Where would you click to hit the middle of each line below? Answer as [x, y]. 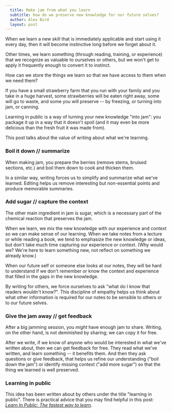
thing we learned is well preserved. [42, 370]
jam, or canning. [22, 107]
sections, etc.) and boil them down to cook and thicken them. [70, 168]
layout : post [24, 24]
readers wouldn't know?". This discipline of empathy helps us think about [83, 292]
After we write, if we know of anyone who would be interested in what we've [86, 343]
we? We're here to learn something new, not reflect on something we [78, 250]
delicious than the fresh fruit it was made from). [56, 128]
